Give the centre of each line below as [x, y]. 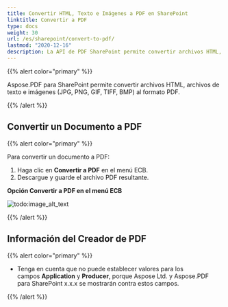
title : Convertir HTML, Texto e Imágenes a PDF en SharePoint [98, 13]
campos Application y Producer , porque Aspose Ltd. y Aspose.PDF [113, 276]
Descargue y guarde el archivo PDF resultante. [83, 177]
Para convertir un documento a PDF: [59, 157]
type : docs [23, 26]
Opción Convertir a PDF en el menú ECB [65, 190]
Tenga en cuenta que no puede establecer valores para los [100, 269]
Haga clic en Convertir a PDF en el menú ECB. [83, 170]
